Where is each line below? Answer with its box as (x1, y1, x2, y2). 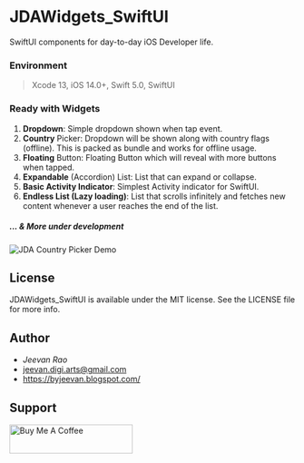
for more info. (9, 304, 61, 315)
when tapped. (22, 162, 75, 172)
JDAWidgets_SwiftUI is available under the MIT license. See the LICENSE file (9, 294, 296, 305)
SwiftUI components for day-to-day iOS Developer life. (9, 36, 214, 47)
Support (9, 399, 57, 415)
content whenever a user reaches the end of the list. (22, 200, 219, 211)
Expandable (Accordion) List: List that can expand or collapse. (22, 171, 257, 182)
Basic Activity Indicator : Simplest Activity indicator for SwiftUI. (22, 181, 260, 192)
